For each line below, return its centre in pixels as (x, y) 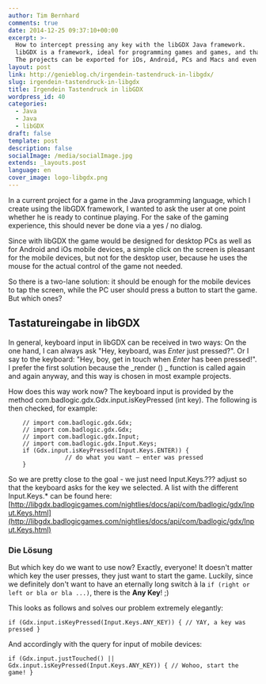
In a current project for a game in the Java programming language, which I (129, 200)
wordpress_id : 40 (37, 97)
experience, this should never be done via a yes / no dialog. (106, 225)
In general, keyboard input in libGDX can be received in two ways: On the (127, 342)
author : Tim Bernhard (44, 15)
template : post (33, 141)
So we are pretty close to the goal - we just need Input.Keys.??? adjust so (127, 479)
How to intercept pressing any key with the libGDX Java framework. (131, 45)
